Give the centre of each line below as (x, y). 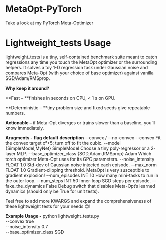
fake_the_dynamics (25, 186)
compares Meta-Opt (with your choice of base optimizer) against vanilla (79, 73)
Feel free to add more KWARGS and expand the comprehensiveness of (78, 201)
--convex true (20, 221)
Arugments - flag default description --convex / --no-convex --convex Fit (83, 138)
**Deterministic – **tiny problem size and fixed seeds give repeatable (78, 107)
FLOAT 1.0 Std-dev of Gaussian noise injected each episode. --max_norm (81, 165)
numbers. (15, 113)
